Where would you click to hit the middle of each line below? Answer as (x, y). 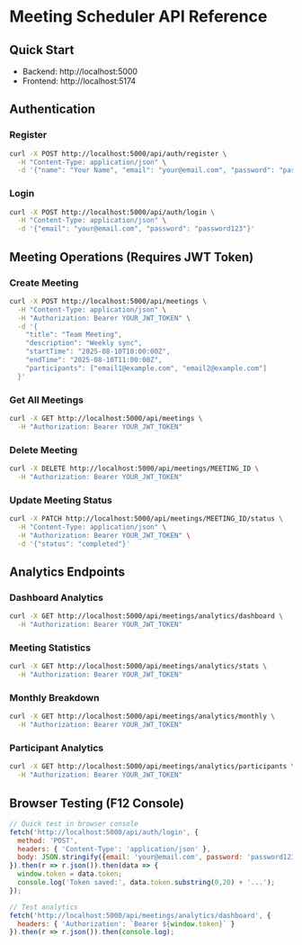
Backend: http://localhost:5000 (80, 71)
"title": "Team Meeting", (74, 335)
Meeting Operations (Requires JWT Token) (132, 257)
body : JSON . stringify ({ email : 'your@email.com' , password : (130, 858)
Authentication (53, 109)
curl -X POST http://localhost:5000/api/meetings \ (108, 301)
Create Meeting (44, 283)
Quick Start (42, 50)
